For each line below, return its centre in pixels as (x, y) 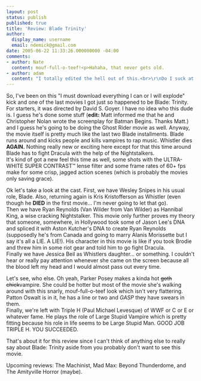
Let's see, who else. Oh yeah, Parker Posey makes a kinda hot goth (89, 278)
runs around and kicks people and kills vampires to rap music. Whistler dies (99, 140)
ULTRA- (173, 160)
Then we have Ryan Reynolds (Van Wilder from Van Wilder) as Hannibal (95, 209)
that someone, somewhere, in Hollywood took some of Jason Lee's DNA (96, 222)
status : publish (26, 17)
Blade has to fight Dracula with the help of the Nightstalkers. (80, 153)
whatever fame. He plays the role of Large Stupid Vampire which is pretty (96, 317)
